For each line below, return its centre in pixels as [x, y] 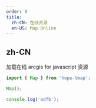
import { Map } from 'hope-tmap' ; [49, 78]
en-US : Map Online [34, 28]
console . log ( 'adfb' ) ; [33, 99]
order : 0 [17, 12]
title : [14, 17]
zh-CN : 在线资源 [30, 22]
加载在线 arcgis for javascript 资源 [47, 67]
